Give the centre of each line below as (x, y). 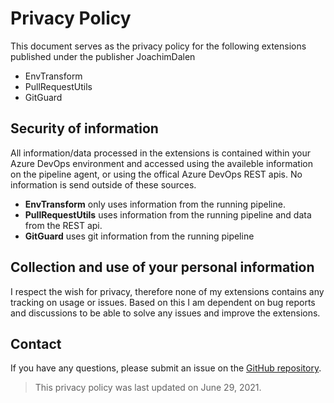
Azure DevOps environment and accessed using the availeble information (162, 163)
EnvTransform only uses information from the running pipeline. (155, 204)
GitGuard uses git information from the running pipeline (139, 236)
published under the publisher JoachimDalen (103, 56)
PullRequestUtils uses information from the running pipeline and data (168, 214)
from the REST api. (63, 225)
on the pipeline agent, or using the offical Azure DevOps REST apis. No (156, 174)
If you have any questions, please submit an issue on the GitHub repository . (166, 368)
